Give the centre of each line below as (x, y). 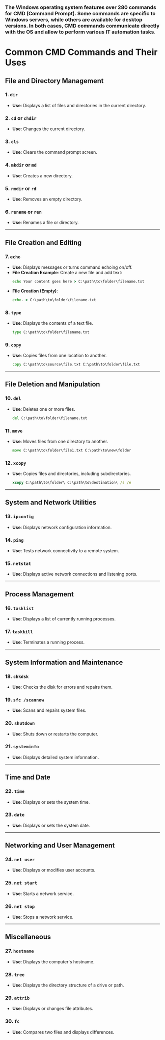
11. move (14, 430)
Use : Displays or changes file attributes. (53, 1009)
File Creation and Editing (43, 242)
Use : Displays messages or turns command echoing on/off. (72, 267)
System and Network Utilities (51, 503)
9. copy (13, 344)
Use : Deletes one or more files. (43, 409)
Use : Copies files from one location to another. (59, 356)
